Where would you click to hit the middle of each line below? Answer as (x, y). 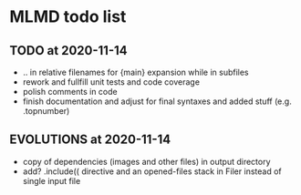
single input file (52, 180)
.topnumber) (46, 111)
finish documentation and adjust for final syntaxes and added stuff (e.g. (157, 101)
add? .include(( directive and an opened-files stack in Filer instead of (152, 171)
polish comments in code (70, 92)
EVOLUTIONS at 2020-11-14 (90, 140)
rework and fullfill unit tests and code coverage (111, 82)
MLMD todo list (68, 17)
